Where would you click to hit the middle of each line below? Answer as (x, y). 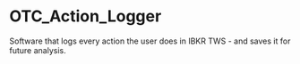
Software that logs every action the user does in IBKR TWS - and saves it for (150, 41)
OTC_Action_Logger (86, 16)
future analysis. (38, 50)
